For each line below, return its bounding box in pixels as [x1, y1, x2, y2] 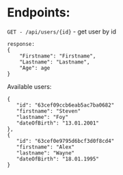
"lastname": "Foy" [16, 113, 69, 120]
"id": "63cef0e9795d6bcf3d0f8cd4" [16, 137, 115, 144]
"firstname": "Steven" [16, 107, 81, 114]
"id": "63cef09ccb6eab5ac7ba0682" [16, 101, 115, 109]
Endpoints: [7, 5, 70, 21]
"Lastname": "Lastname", [19, 58, 90, 66]
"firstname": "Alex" [16, 144, 75, 150]
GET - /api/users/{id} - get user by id [7, 27, 117, 36]
